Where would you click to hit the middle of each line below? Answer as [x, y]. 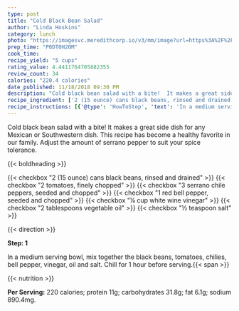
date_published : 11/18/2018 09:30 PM [63, 87]
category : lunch [31, 34]
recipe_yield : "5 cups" [43, 61]
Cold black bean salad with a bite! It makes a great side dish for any [106, 127]
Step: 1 [18, 243]
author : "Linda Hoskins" [44, 27]
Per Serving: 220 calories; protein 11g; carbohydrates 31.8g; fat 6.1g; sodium [119, 292]
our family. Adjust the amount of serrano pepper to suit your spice [104, 142]
